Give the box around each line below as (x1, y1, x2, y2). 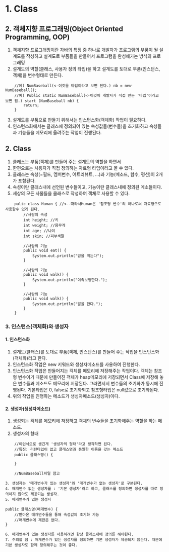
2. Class (5, 144, 31, 153)
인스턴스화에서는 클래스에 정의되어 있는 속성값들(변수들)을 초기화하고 (12, 123, 148, 129)
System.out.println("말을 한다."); (32, 301, 103, 307)
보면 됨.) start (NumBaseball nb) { (5, 98, 79, 103)
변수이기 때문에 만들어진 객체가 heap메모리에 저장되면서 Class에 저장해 (18, 374, 159, 380)
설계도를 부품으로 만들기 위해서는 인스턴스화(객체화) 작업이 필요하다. (12, 117, 147, 123)
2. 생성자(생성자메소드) (5, 406, 50, 412)
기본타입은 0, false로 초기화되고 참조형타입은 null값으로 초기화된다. (27, 386, 159, 393)
